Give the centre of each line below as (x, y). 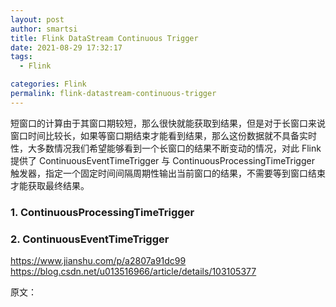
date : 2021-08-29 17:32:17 (66, 47)
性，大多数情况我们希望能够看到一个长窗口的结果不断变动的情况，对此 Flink (166, 148)
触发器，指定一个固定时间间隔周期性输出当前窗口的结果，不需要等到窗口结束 (168, 173)
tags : (21, 57)
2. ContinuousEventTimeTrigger (90, 239)
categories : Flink (48, 84)
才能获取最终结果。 (50, 185)
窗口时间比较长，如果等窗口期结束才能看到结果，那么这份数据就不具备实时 (163, 135)
